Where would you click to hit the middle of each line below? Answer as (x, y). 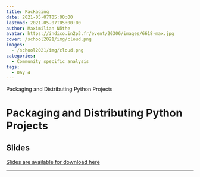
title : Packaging (28, 12)
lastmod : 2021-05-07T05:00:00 (44, 23)
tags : (13, 67)
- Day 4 (21, 72)
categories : (21, 56)
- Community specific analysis (50, 61)
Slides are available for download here (53, 162)
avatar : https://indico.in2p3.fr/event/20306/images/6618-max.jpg (90, 34)
